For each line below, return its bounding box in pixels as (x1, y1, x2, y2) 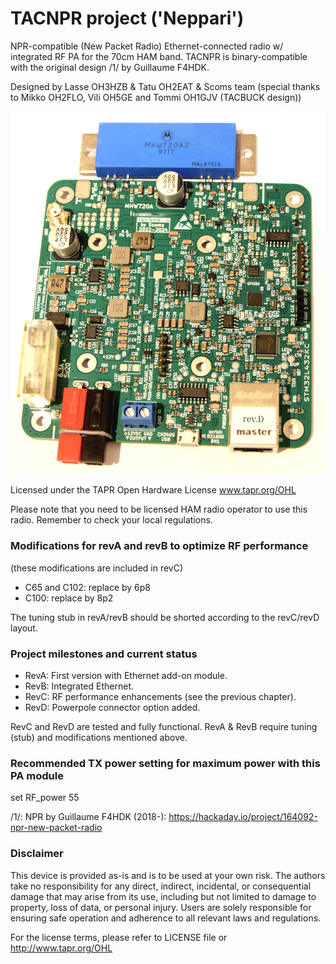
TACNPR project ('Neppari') (10, 7, 245, 30)
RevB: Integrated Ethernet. (24, 680, 134, 692)
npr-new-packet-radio (10, 822, 103, 834)
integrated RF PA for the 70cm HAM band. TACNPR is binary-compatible (10, 50, 308, 62)
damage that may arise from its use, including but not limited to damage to (10, 890, 317, 902)
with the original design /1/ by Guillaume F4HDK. (10, 61, 210, 73)
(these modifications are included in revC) (10, 562, 184, 574)
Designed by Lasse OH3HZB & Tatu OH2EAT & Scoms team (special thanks (10, 80, 321, 92)
